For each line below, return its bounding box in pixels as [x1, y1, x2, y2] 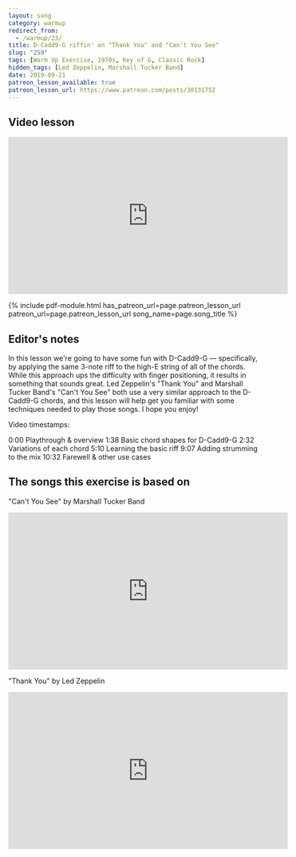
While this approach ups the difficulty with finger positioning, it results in [8, 370, 247, 380]
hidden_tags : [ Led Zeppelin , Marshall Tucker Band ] [8, 64, 184, 72]
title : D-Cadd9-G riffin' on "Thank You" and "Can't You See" [8, 41, 219, 49]
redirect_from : [8, 26, 59, 34]
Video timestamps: [8, 420, 70, 429]
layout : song [8, 11, 52, 20]
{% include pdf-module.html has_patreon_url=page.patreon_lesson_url [8, 301, 241, 310]
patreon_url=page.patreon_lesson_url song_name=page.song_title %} [8, 309, 238, 319]
